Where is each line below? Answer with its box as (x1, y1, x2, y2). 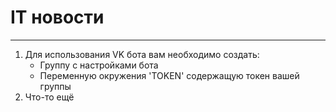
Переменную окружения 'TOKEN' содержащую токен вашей (39, 69, 300, 81)
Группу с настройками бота (39, 59, 159, 71)
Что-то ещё (24, 91, 75, 103)
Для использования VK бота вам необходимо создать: (24, 48, 260, 60)
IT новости (10, 6, 105, 29)
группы (39, 80, 72, 92)
